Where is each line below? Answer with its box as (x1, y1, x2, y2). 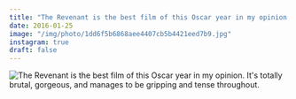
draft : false (9, 46, 58, 55)
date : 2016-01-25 (9, 21, 74, 30)
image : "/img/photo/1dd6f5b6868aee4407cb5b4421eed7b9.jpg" (9, 29, 232, 38)
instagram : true (9, 37, 69, 47)
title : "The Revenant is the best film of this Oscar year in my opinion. (9, 12, 292, 22)
